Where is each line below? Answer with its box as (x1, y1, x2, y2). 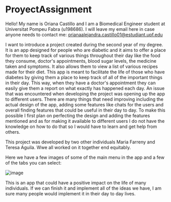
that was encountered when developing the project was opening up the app (5, 90, 165, 97)
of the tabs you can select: (5, 159, 62, 166)
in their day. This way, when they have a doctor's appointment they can (5, 80, 156, 86)
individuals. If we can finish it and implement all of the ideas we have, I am (5, 185, 162, 191)
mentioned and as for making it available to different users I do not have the (5, 118, 165, 124)
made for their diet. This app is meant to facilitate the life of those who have (5, 68, 165, 75)
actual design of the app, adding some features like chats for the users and (5, 101, 164, 107)
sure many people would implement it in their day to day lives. (5, 190, 136, 196)
